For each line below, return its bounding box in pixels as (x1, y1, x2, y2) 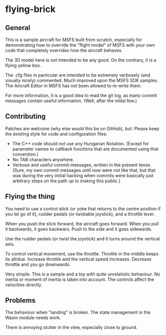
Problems (5, 296, 36, 305)
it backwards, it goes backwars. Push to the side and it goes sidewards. (5, 226, 153, 232)
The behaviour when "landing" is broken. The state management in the (5, 309, 151, 315)
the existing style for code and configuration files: (5, 131, 108, 137)
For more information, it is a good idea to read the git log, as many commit (5, 93, 157, 98)
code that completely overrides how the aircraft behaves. (5, 48, 123, 53)
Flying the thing (5, 192, 55, 201)
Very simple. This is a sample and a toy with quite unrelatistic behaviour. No (5, 271, 161, 277)
